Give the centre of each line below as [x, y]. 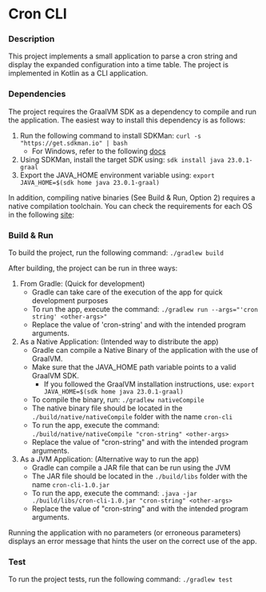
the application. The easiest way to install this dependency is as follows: [127, 120]
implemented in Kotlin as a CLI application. [78, 74]
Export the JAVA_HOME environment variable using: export [117, 175]
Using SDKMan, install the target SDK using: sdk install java [122, 159]
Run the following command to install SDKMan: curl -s [110, 135]
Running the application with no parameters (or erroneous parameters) [125, 533]
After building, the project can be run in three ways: [93, 268]
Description [32, 39]
